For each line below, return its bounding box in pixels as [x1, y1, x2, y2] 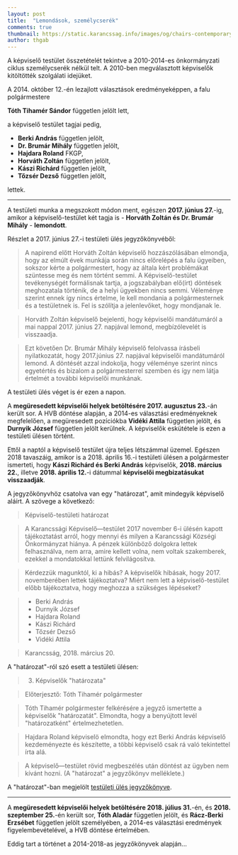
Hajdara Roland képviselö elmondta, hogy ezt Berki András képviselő [24, 733, 226, 741]
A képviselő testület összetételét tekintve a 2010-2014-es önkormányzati [7, 56, 220, 65]
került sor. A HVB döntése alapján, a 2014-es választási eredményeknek [7, 409, 217, 418]
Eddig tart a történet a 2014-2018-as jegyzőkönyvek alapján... [7, 839, 188, 849]
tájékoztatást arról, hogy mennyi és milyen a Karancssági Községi [24, 532, 217, 540]
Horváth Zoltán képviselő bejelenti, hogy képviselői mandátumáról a [24, 315, 223, 324]
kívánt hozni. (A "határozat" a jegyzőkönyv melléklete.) [24, 769, 186, 778]
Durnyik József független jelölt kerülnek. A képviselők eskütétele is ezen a [7, 424, 226, 433]
